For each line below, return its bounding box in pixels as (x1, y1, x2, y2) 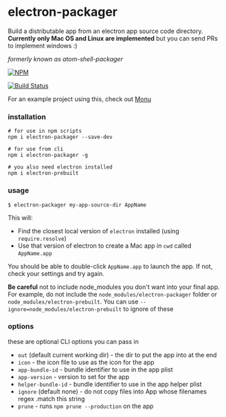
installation (8, 111, 47, 121)
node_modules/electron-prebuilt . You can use (8, 297, 139, 306)
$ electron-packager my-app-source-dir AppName (8, 201, 147, 208)
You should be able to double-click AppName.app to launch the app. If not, (8, 262, 213, 270)
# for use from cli (8, 146, 64, 153)
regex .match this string (17, 394, 85, 403)
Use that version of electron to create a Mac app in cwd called (17, 242, 192, 250)
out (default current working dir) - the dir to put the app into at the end (17, 350, 217, 359)
